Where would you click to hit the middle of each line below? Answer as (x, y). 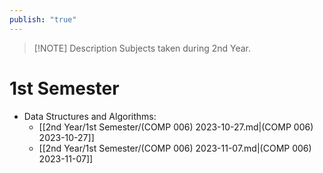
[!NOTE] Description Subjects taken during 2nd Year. (142, 48)
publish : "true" (43, 19)
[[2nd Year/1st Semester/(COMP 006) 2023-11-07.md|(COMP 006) (175, 148)
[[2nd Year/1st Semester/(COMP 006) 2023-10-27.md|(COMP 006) (176, 127)
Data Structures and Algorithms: (90, 116)
